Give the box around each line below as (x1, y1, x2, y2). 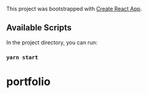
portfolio (6, 75, 51, 89)
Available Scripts (6, 22, 72, 33)
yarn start (6, 54, 38, 61)
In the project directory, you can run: (6, 39, 98, 46)
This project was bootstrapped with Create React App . (6, 5, 143, 12)
